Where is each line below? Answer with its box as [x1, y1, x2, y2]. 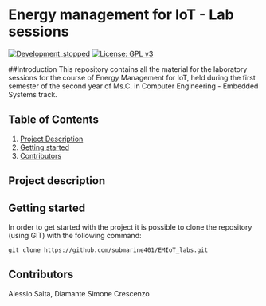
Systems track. [8, 89, 57, 99]
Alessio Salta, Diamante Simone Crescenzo [8, 288, 150, 298]
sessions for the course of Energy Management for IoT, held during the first [8, 73, 256, 82]
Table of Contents [8, 113, 100, 127]
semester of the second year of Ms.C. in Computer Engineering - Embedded [8, 81, 259, 91]
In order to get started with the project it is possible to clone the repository [8, 222, 252, 232]
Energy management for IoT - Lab [8, 6, 234, 24]
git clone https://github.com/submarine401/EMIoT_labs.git [8, 245, 209, 254]
